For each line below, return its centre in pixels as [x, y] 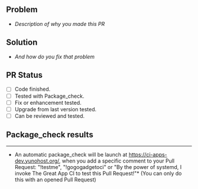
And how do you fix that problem [55, 57]
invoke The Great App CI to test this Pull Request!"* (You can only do [98, 173]
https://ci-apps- [148, 154]
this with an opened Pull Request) [55, 180]
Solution [22, 43]
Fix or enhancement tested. [48, 102]
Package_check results [50, 135]
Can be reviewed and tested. [49, 116]
